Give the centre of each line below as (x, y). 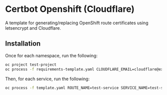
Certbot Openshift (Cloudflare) (70, 9)
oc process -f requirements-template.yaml (50, 69)
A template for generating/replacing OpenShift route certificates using (77, 23)
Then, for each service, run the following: (47, 79)
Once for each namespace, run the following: (51, 55)
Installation (23, 44)
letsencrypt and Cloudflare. (33, 28)
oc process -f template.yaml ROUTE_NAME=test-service (62, 88)
